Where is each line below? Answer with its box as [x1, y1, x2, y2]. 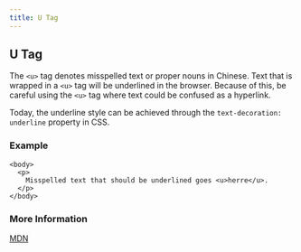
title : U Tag [9, 13, 59, 23]
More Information [9, 212, 88, 225]
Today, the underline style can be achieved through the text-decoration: [9, 107, 282, 118]
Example [9, 139, 49, 152]
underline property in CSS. [9, 117, 110, 127]
